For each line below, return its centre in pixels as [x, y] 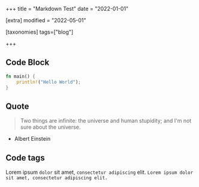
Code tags [25, 158]
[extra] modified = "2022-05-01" [46, 20]
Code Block [28, 63]
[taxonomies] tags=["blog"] [40, 32]
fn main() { [20, 76]
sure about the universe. [50, 127]
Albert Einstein [32, 139]
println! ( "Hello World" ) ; [49, 82]
